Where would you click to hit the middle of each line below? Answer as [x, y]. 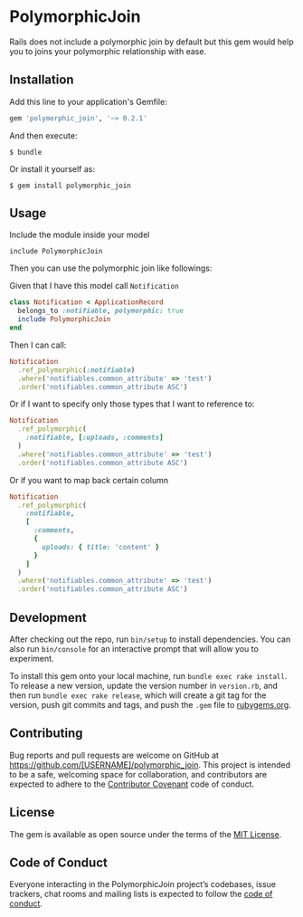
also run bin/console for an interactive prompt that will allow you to [134, 649]
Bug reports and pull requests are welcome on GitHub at [114, 755]
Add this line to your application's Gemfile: [88, 101]
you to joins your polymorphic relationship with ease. [108, 51]
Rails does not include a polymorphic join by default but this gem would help [151, 42]
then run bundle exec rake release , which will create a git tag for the [138, 695]
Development [48, 617]
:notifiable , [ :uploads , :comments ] [95, 438]
